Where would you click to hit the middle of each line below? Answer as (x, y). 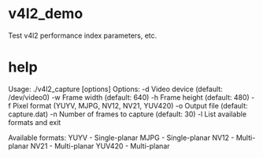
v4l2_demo (46, 14)
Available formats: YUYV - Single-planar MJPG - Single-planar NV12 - (121, 138)
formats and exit (35, 122)
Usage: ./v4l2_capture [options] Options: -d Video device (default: (115, 89)
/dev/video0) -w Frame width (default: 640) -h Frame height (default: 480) (129, 97)
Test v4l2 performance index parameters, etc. (83, 35)
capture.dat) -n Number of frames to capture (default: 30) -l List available (127, 114)
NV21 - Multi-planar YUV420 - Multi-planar (100, 145)
